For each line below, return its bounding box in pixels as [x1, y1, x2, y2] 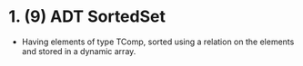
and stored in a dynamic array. [21, 45, 136, 56]
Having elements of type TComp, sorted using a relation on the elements [21, 36, 295, 47]
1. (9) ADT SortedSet [8, 6, 166, 27]
